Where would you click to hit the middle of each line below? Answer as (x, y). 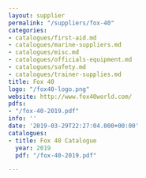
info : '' (22, 119)
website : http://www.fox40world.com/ (70, 97)
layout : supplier (37, 15)
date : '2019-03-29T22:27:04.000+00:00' (74, 126)
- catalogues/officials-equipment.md (70, 60)
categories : (28, 30)
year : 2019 (33, 148)
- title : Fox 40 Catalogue (52, 140)
